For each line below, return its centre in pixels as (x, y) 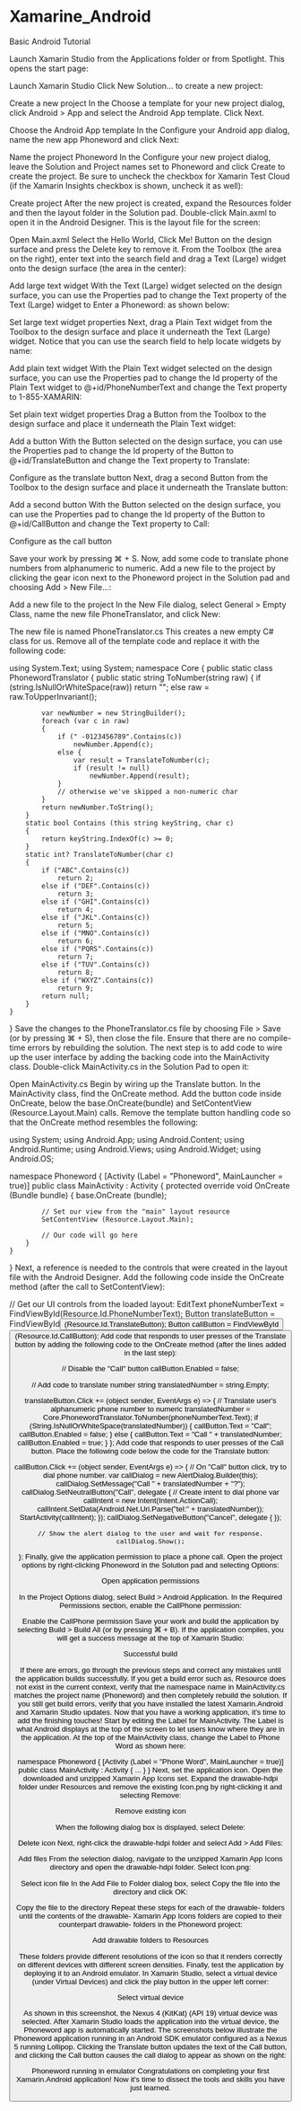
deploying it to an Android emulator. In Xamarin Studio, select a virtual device (150, 1973)
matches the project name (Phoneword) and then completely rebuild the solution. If (150, 1695)
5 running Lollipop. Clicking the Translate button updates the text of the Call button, (150, 2047)
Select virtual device (150, 1997)
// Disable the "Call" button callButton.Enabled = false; (150, 1369)
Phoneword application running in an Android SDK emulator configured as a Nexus (150, 2039)
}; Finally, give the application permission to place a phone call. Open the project (150, 1556)
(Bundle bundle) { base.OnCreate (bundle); (88, 1195)
